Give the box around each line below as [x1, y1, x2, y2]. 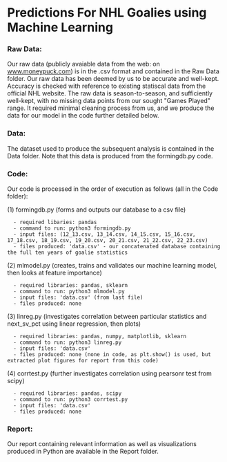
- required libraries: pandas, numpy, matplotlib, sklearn [13, 333, 187, 340]
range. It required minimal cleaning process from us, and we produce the [7, 104, 215, 112]
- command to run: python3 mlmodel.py [13, 288, 126, 295]
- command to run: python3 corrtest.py [13, 396, 128, 403]
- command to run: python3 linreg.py [13, 339, 122, 346]
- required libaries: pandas [13, 219, 97, 226]
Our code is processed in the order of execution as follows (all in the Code [7, 185, 219, 193]
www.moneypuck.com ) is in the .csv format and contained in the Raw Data [7, 67, 219, 75]
